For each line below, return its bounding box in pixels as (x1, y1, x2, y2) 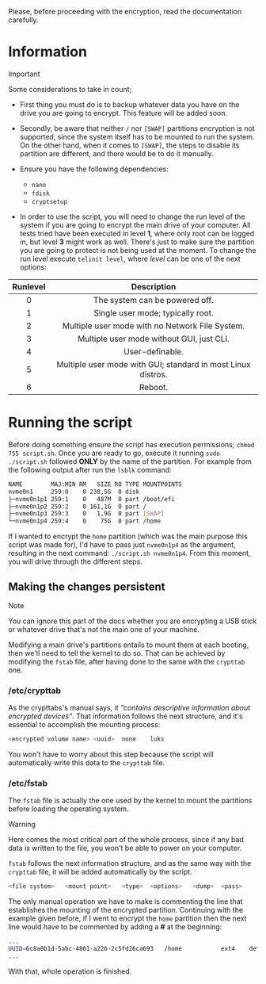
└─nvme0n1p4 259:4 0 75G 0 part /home (8, 517, 161, 526)
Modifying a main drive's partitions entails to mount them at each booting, (8, 640, 249, 649)
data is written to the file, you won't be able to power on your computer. (8, 844, 242, 853)
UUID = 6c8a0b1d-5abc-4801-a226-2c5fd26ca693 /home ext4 (8, 945, 236, 953)
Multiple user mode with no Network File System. (62, 320, 245, 331)
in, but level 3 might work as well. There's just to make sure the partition (19, 237, 255, 247)
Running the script (8, 414, 133, 431)
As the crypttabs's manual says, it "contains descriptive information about (8, 703, 251, 713)
